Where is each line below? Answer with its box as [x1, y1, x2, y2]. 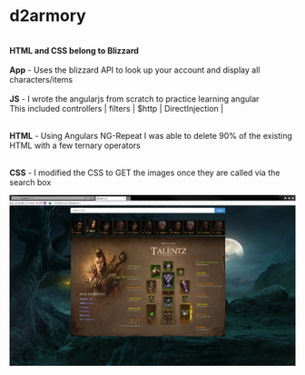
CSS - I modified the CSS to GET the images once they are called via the [9, 167, 280, 178]
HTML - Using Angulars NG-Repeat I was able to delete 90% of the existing [9, 130, 293, 141]
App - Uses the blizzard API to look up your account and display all [9, 64, 261, 75]
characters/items [9, 74, 74, 84]
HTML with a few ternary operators [9, 140, 141, 151]
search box [9, 176, 52, 187]
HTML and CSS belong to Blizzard [9, 44, 139, 55]
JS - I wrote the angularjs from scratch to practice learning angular [9, 93, 260, 104]
